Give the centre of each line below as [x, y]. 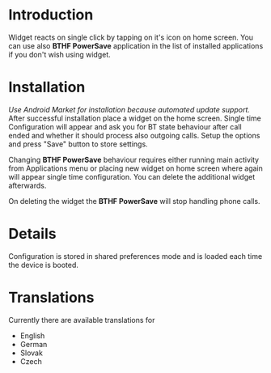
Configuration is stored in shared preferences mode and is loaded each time [135, 256]
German [34, 344]
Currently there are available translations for [82, 320]
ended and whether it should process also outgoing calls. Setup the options [134, 135]
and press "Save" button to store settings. [78, 144]
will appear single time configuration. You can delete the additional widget [132, 176]
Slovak [31, 353]
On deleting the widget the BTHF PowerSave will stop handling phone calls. [134, 201]
